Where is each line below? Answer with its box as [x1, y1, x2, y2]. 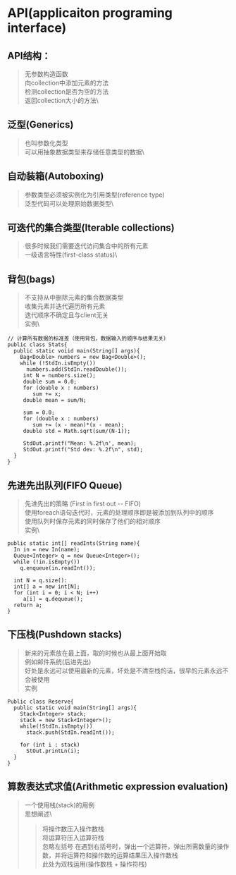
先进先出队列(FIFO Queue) [7, 479, 123, 491]
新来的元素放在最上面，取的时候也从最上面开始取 [24, 649, 167, 657]
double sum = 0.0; [23, 379, 77, 386]
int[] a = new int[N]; [13, 583, 80, 590]
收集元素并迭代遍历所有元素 [24, 302, 106, 311]
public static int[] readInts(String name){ [7, 540, 140, 547]
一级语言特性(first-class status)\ [24, 250, 118, 259]
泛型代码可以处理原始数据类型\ [24, 199, 114, 207]
